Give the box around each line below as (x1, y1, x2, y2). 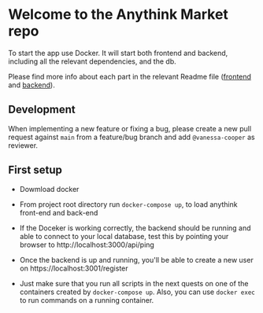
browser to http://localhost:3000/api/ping (19, 240, 155, 249)
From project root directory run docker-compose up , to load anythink (19, 199, 238, 209)
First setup (8, 164, 63, 177)
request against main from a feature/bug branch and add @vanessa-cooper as (8, 132, 255, 142)
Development (8, 103, 76, 116)
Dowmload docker (19, 184, 80, 193)
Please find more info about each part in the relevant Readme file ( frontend (8, 72, 252, 81)
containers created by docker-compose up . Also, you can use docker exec (19, 287, 256, 296)
